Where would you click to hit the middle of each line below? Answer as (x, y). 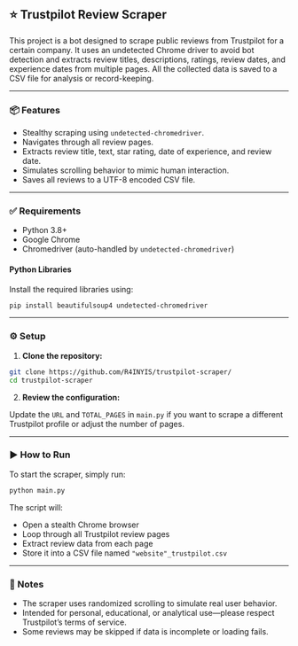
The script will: (36, 507)
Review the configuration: (71, 397)
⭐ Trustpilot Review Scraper (88, 15)
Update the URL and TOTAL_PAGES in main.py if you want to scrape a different (146, 414)
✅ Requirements (45, 211)
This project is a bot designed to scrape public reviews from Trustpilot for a (147, 40)
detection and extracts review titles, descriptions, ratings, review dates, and (148, 59)
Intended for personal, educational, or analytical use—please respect (148, 613)
